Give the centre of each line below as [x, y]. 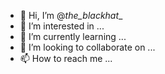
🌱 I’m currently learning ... [73, 36]
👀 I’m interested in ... [62, 26]
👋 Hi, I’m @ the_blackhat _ [71, 15]
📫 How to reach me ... [66, 58]
